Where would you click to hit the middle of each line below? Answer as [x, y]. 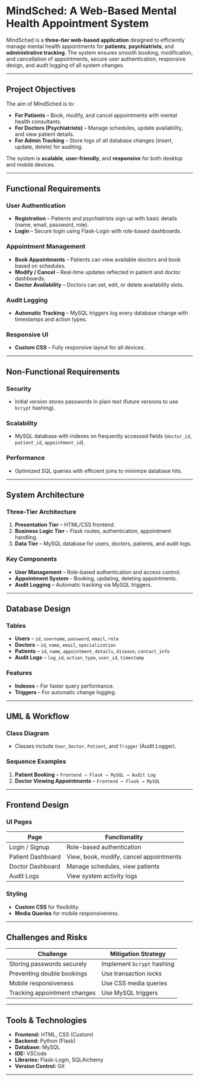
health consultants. [38, 121]
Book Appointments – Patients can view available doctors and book [98, 259]
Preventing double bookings [48, 974]
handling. [26, 538]
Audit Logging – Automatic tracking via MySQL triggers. [83, 584]
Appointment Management [46, 246]
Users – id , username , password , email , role [67, 638]
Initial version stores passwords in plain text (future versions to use [97, 402]
